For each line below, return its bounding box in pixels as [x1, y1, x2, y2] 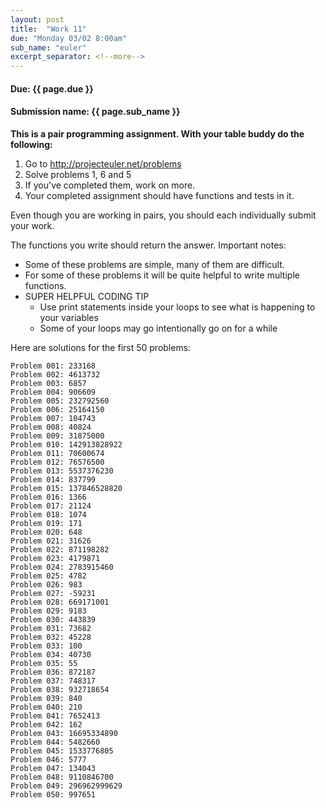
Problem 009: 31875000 [10, 431, 105, 441]
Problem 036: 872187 [10, 667, 97, 677]
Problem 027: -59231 [10, 588, 97, 598]
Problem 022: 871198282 [10, 544, 110, 555]
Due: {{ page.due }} [10, 82, 94, 95]
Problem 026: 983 [10, 579, 83, 590]
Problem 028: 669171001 [10, 597, 110, 607]
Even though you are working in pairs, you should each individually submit [10, 209, 317, 221]
